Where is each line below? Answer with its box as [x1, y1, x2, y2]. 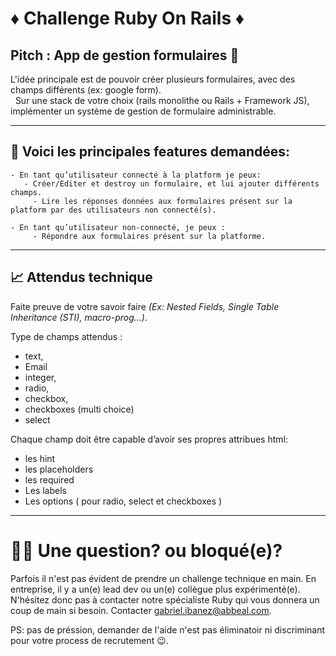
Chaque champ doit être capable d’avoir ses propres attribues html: [10, 433, 288, 445]
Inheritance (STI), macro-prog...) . [10, 311, 148, 323]
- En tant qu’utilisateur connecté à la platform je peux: [10, 170, 262, 180]
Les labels [24, 484, 67, 496]
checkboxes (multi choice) [24, 403, 135, 415]
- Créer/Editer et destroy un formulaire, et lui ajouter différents [23, 178, 320, 189]
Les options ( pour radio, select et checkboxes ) [24, 495, 223, 507]
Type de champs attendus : [10, 330, 123, 342]
